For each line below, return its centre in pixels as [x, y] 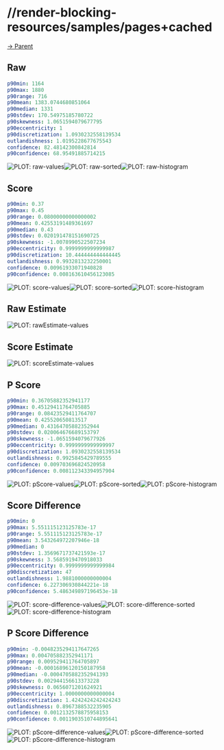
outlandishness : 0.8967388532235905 [59, 706]
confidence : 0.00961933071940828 [55, 268]
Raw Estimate [37, 309]
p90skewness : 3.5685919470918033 [55, 559]
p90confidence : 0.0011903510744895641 [62, 719]
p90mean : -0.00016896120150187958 [57, 668]
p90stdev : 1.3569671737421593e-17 [57, 553]
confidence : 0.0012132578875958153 [58, 713]
